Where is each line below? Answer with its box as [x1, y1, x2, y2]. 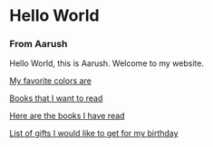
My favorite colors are [9, 76, 92, 87]
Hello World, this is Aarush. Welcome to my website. [9, 58, 204, 69]
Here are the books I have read [9, 110, 125, 122]
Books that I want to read [9, 93, 103, 104]
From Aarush [9, 38, 68, 51]
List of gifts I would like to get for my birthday [9, 128, 179, 139]
